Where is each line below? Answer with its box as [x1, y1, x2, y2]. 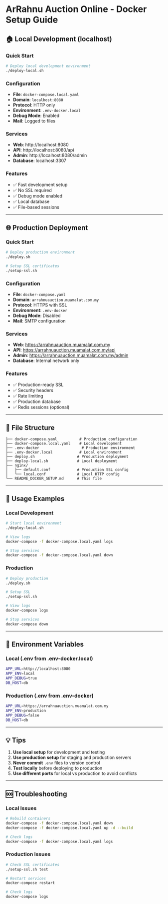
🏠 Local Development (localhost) [5, 34, 112, 43]
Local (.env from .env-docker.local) [5, 655, 93, 662]
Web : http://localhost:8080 [12, 141, 69, 148]
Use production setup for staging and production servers [12, 754, 132, 760]
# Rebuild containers [5, 816, 51, 821]
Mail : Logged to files [12, 117, 55, 123]
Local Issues [5, 804, 37, 811]
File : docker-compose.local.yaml [12, 91, 79, 97]
